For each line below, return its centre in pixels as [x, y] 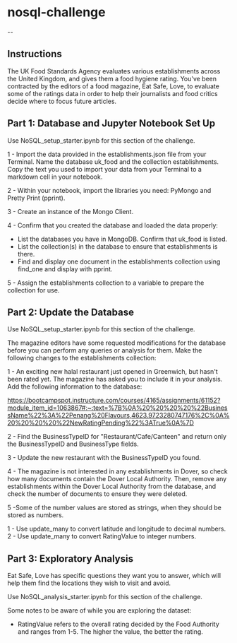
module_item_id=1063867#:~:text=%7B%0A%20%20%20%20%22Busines [117, 408]
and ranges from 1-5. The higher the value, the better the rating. [110, 632]
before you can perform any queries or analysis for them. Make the [105, 350]
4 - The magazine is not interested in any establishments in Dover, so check [117, 471]
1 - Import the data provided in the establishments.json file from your [107, 154]
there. [26, 254]
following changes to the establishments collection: [82, 358]
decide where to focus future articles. [62, 101]
